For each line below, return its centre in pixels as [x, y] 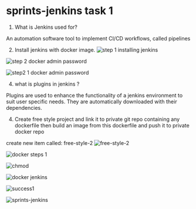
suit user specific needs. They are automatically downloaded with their [92, 102]
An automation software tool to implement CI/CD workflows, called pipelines [98, 38]
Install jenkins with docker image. [55, 50]
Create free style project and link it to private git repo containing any [97, 119]
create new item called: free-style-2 [50, 143]
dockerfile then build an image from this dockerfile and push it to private [102, 125]
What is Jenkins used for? [46, 27]
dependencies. [24, 107]
